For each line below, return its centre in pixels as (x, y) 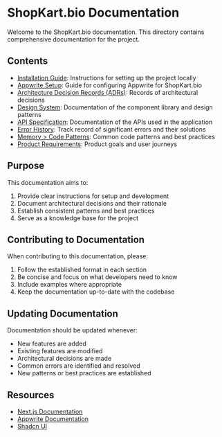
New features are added (52, 344)
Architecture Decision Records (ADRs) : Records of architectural (108, 92)
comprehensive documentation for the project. (74, 39)
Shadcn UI (32, 426)
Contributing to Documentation (76, 239)
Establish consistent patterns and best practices (86, 211)
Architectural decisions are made (64, 359)
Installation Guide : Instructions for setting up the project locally (107, 78)
